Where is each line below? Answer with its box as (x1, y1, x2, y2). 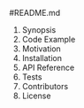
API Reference (21, 62, 75, 73)
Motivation (21, 43, 62, 54)
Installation (21, 53, 63, 63)
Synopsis (21, 25, 57, 35)
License (21, 90, 51, 101)
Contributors (21, 81, 69, 91)
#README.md (9, 8, 60, 18)
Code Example (21, 35, 76, 44)
